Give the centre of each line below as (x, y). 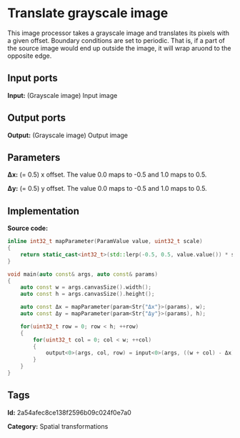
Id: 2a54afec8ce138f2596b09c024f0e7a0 (70, 412)
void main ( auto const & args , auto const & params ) (83, 274)
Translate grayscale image (88, 13)
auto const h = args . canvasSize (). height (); (87, 294)
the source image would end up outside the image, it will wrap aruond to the (119, 48)
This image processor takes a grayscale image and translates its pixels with (119, 33)
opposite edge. (30, 56)
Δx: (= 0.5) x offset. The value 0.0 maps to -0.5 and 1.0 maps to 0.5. (107, 175)
